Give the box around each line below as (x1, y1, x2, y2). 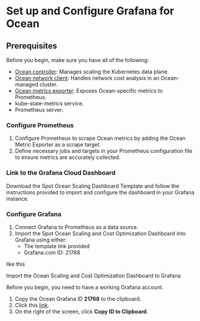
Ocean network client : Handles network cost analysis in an (14, 75, 159, 81)
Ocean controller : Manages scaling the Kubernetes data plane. (14, 68, 169, 75)
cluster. (39, 81, 58, 88)
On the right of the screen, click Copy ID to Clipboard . (14, 308, 148, 315)
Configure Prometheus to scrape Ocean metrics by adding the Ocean (14, 134, 186, 142)
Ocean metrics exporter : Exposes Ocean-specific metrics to (14, 87, 163, 94)
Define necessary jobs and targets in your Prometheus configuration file (14, 148, 193, 155)
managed (14, 81, 39, 88)
